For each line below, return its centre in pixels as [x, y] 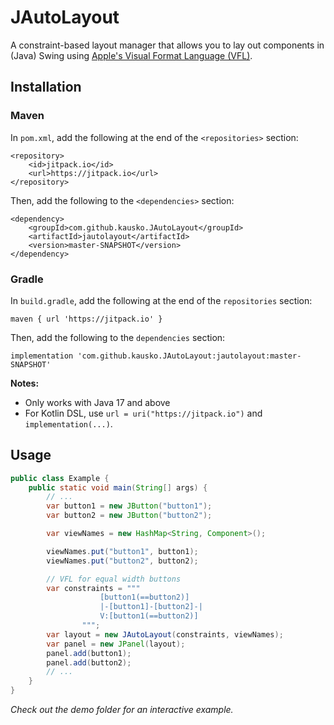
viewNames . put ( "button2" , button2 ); [122, 561]
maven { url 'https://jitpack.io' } [86, 319]
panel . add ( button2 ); [89, 662]
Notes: [25, 383]
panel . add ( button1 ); [89, 653]
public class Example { [60, 478]
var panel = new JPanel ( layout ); [116, 644]
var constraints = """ [93, 588]
